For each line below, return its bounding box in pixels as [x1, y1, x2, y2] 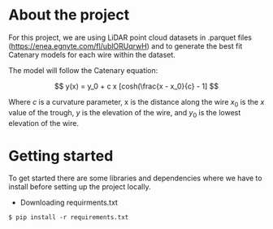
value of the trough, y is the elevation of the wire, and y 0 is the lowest [8, 107, 241, 119]
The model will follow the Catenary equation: [8, 65, 158, 75]
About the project [8, 6, 130, 24]
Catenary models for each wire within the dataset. [8, 50, 176, 59]
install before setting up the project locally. [8, 182, 151, 192]
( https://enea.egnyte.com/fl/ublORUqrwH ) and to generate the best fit [8, 41, 243, 50]
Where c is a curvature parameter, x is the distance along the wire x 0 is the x [8, 97, 265, 109]
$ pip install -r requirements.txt [8, 214, 129, 222]
